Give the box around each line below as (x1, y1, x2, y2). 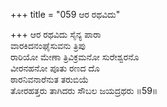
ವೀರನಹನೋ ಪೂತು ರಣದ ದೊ (10, 62, 100, 74)
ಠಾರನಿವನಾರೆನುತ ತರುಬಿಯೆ (10, 74, 90, 85)
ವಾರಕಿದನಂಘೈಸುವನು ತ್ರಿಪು (10, 40, 86, 51)
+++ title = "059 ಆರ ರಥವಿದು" (10, 9, 121, 20)
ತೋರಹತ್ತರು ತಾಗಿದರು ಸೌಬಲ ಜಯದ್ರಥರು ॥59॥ (10, 85, 158, 96)
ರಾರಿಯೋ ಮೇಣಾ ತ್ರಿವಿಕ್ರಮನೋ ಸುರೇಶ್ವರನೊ (10, 51, 140, 63)
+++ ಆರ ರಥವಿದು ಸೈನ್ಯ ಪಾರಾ (10, 29, 102, 40)
